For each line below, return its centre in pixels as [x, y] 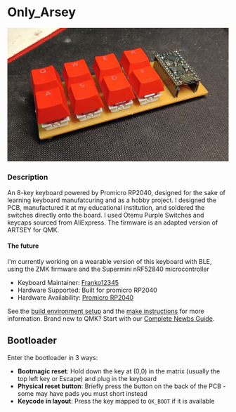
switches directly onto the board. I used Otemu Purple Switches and [106, 215]
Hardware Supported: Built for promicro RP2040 [87, 290]
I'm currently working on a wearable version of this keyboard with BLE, [110, 261]
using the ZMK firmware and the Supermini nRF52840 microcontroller [108, 269]
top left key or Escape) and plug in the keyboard [87, 378]
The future [23, 246]
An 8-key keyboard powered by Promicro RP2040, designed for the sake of [117, 192]
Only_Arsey [41, 12]
